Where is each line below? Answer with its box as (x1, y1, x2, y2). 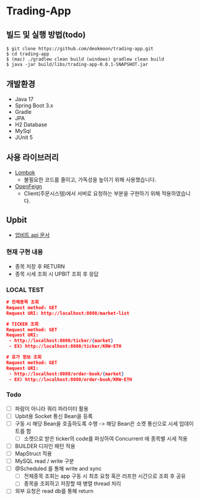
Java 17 (14, 95, 34, 102)
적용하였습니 (161, 190, 191, 197)
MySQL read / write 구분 (14, 457, 75, 465)
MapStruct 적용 (14, 450, 53, 457)
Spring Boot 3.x (14, 102, 54, 109)
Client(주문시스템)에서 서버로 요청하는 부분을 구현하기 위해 (23, 190, 160, 197)
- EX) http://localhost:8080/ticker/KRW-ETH (8, 343, 121, 350)
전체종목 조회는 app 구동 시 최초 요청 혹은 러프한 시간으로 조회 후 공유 (23, 472, 186, 480)
